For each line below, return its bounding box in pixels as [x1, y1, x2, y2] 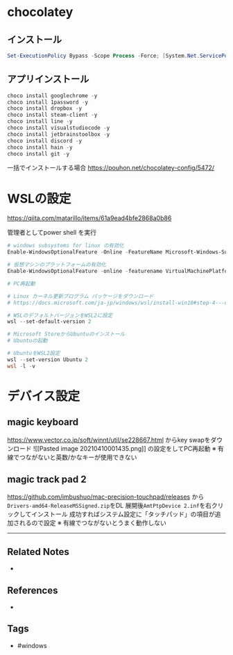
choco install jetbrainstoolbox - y [7, 131, 110, 138]
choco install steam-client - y [7, 112, 98, 119]
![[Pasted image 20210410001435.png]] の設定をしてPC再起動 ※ [33, 444, 216, 452]
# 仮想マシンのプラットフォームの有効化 [7, 261, 106, 268]
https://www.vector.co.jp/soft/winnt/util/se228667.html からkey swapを [7, 436, 211, 444]
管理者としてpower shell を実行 [7, 229, 97, 237]
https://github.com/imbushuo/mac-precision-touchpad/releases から [7, 492, 205, 501]
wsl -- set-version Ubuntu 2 [7, 356, 89, 363]
